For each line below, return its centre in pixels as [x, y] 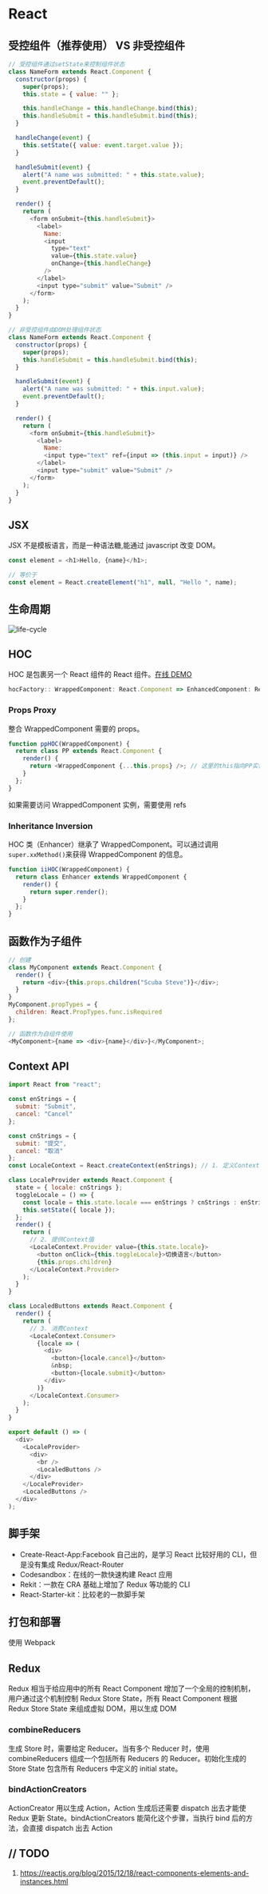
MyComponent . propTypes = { [53, 1005]
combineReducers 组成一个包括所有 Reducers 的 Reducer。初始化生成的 [128, 1758]
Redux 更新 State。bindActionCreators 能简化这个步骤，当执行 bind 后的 [127, 1818]
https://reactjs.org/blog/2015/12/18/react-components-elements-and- [134, 1872]
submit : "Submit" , [46, 1107]
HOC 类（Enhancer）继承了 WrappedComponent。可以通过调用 [114, 844]
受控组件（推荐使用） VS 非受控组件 [97, 45]
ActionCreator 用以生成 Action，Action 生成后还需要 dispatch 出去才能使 [127, 1808]
